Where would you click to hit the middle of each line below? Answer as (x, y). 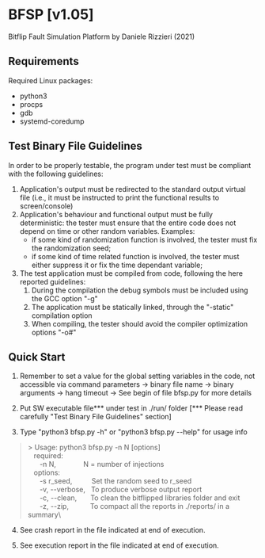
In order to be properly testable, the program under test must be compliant (130, 165)
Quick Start (37, 357)
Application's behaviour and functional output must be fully (116, 214)
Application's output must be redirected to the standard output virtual (133, 189)
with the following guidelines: (56, 174)
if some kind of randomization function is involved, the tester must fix (144, 239)
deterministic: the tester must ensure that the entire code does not (128, 223)
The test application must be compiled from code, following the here (131, 273)
